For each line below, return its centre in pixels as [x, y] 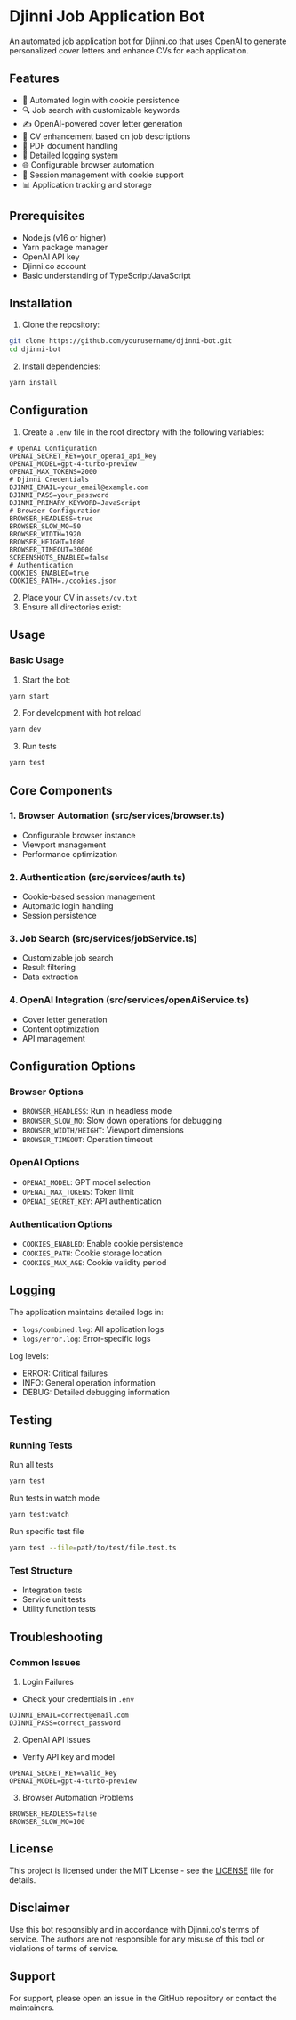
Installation [41, 303]
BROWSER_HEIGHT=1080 [48, 542]
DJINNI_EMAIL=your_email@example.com [79, 487]
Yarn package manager [65, 247]
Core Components [61, 790]
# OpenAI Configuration [53, 448]
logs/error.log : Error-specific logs [86, 1338]
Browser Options [46, 1092]
